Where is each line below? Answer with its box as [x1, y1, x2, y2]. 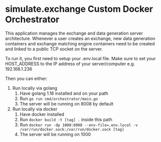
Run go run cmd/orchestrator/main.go [19, 95, 98, 102]
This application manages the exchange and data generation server [5, 30, 143, 36]
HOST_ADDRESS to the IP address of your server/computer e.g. [5, 61, 135, 67]
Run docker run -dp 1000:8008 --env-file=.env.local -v [19, 122, 138, 128]
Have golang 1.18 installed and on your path [19, 90, 108, 96]
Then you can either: [5, 75, 48, 81]
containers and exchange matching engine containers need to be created [5, 40, 155, 46]
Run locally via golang [12, 85, 57, 91]
